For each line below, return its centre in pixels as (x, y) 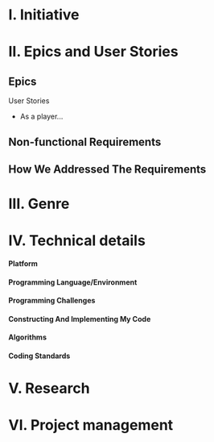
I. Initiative (44, 15)
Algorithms (27, 337)
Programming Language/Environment (73, 282)
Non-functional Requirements (85, 142)
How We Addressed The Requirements (107, 169)
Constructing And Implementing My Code (80, 319)
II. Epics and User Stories (93, 52)
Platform (23, 263)
